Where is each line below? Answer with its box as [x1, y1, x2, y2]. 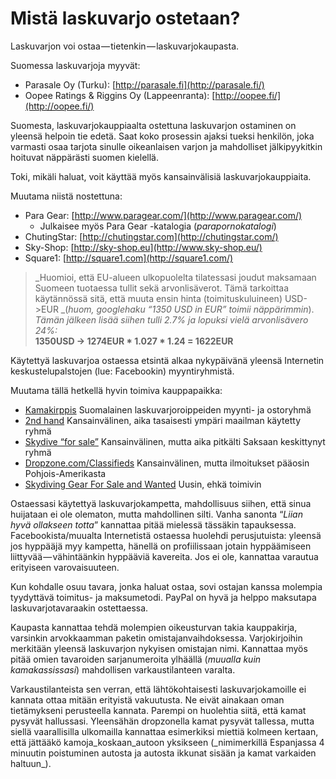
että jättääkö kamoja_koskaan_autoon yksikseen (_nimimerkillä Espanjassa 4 [10, 736, 325, 748]
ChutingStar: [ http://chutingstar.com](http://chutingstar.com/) [24, 230, 279, 242]
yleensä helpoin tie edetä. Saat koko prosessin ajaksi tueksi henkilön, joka [10, 130, 315, 142]
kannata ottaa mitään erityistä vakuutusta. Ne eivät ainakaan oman [10, 693, 285, 706]
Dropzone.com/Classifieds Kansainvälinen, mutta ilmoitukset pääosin [24, 457, 310, 469]
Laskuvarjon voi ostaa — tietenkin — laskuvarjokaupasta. [10, 40, 240, 52]
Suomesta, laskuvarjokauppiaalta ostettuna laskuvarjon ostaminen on [10, 119, 297, 131]
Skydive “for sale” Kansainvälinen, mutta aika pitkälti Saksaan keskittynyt [24, 435, 326, 447]
